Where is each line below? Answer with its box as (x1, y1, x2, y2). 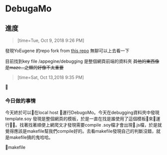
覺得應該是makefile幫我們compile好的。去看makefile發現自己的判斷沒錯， (5, 128, 157, 134)
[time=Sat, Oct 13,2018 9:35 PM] (17, 75, 84, 80)
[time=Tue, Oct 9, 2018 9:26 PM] (17, 38, 84, 43)
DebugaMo (5, 3, 52, 14)
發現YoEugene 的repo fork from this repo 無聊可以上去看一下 (5, 48, 130, 54)
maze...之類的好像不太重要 (9, 65, 64, 70)
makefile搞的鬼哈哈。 (9, 135, 53, 141)
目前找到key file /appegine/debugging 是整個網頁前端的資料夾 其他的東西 (5, 58, 155, 64)
